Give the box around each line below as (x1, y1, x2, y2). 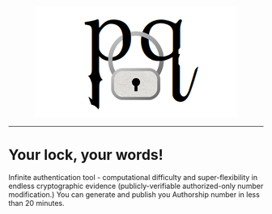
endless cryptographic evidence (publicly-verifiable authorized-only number (8, 181, 264, 191)
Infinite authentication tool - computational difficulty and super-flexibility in (8, 172, 257, 182)
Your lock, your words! (8, 146, 164, 164)
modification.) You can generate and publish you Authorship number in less (8, 189, 261, 199)
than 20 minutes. (8, 198, 65, 208)
